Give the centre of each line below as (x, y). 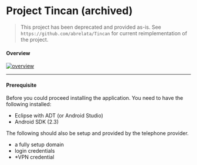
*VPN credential (34, 157)
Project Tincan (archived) (69, 11)
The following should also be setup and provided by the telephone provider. (97, 133)
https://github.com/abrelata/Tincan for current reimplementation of (104, 33)
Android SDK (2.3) (37, 122)
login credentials (35, 151)
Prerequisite (21, 85)
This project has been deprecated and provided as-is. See (91, 27)
